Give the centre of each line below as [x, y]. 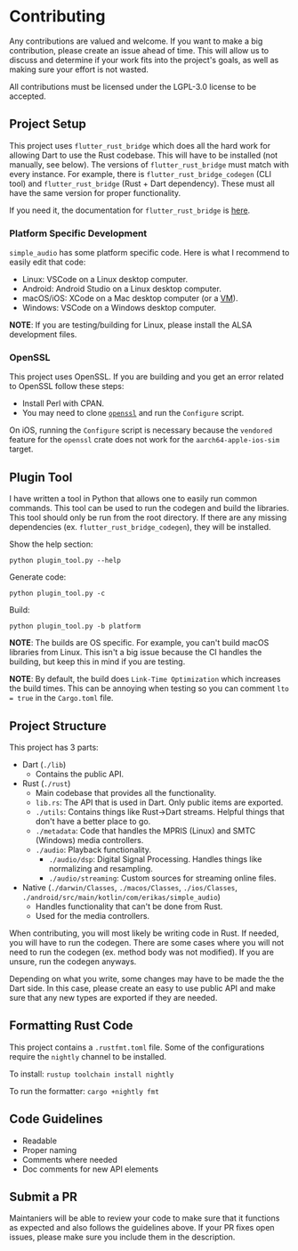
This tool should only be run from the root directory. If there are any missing [148, 517]
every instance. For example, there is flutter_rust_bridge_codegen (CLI [141, 174]
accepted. [28, 96]
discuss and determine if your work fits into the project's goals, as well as [144, 60]
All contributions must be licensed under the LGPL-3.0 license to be [133, 86]
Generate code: [38, 577]
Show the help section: [51, 544]
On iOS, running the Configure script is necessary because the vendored [141, 430]
